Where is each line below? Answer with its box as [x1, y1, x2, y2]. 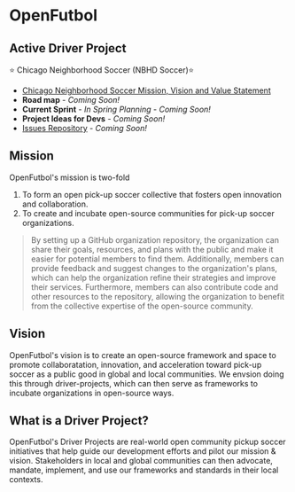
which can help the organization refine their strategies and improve [30, 272, 276, 283]
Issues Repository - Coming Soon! [21, 123, 148, 133]
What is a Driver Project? [9, 413, 149, 428]
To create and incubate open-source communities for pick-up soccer [21, 207, 275, 218]
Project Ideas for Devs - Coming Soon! [21, 113, 166, 124]
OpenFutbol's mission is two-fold [9, 172, 130, 183]
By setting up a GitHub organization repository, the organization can [30, 234, 279, 245]
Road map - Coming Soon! [21, 95, 120, 105]
